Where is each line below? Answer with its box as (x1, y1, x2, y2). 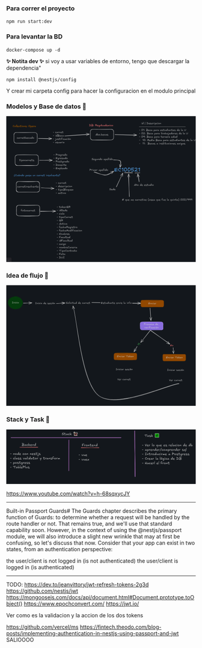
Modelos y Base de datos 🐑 (6, 102, 87, 111)
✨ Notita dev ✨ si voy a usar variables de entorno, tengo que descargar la (6, 57, 190, 64)
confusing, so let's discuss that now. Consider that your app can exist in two (6, 539, 195, 546)
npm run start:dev (6, 19, 52, 25)
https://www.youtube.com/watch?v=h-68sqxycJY (6, 490, 130, 497)
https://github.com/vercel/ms (6, 623, 79, 631)
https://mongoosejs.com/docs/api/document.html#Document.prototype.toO (6, 593, 195, 601)
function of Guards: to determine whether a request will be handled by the (6, 513, 190, 521)
